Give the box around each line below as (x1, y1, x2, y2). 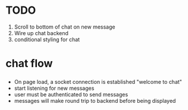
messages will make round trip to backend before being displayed (14, 97, 176, 104)
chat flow (5, 57, 53, 70)
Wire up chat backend (14, 29, 69, 36)
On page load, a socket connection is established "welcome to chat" (14, 78, 183, 85)
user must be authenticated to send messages (14, 90, 129, 98)
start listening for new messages (14, 84, 95, 92)
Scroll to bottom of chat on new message (14, 23, 115, 30)
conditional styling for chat (14, 36, 80, 43)
